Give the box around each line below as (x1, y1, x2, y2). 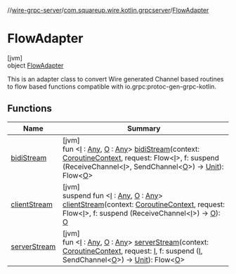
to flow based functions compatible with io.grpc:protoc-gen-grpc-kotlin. (7, 82, 216, 91)
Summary (127, 123, 161, 133)
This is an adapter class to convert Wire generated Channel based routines (7, 74, 224, 83)
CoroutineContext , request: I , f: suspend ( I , (62, 246, 203, 256)
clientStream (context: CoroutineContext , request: (62, 200, 225, 209)
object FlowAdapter (7, 61, 64, 70)
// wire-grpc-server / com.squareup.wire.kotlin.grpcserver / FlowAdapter (7, 6, 209, 14)
